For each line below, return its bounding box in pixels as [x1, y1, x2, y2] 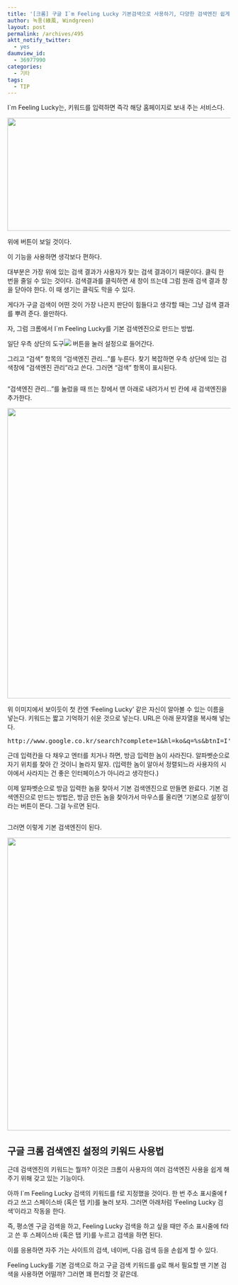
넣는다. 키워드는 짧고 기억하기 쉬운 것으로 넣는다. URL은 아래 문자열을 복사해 [7, 714, 218, 723]
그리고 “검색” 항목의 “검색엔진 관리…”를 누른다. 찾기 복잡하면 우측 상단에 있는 [7, 355, 220, 363]
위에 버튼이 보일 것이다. [7, 238, 72, 246]
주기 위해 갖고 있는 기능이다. [7, 1174, 85, 1183]
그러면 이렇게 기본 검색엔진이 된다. [7, 823, 102, 832]
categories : [7, 63, 42, 70]
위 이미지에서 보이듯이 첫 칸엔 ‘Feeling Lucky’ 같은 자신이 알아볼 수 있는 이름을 [7, 705, 225, 713]
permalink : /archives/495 [7, 30, 84, 38]
